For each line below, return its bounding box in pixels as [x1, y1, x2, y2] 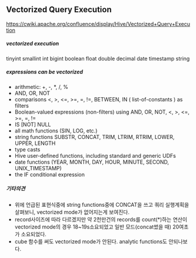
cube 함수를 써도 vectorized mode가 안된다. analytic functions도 [14, 238, 168, 245]
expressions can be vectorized [6, 68, 84, 75]
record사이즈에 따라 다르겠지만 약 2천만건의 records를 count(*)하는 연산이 [14, 216, 187, 223]
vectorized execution [6, 40, 59, 47]
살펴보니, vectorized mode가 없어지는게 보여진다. [14, 209, 129, 216]
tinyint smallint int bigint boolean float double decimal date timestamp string [6, 55, 190, 62]
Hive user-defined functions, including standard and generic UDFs [14, 152, 177, 159]
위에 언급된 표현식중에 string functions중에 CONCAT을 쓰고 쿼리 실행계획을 [14, 201, 190, 208]
